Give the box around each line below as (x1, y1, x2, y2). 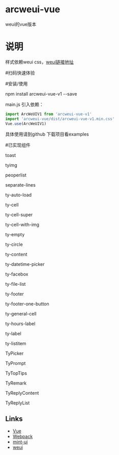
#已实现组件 (5, 142, 31, 148)
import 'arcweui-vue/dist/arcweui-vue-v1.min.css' (5, 116, 115, 121)
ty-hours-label (5, 321, 36, 327)
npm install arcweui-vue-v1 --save (5, 90, 77, 97)
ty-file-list (5, 281, 26, 287)
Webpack (12, 434, 33, 440)
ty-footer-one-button (5, 301, 49, 307)
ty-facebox (5, 271, 28, 277)
